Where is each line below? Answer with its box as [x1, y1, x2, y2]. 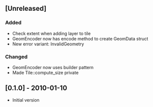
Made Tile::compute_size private [12, 70, 79, 75]
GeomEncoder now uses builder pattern [12, 64, 94, 70]
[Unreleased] [5, 4, 47, 13]
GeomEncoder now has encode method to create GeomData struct [12, 36, 149, 41]
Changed [5, 53, 28, 60]
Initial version [12, 97, 39, 103]
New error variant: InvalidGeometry [12, 41, 84, 47]
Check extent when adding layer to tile [12, 30, 91, 36]
